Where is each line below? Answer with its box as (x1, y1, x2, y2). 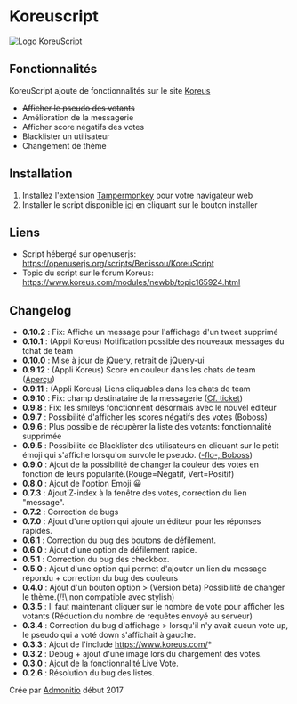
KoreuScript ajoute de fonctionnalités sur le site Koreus (9, 85, 211, 95)
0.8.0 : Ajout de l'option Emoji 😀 (21, 479, 142, 489)
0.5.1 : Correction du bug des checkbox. (21, 554, 170, 565)
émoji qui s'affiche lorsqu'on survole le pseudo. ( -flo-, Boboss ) (21, 450, 253, 461)
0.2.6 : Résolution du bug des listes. (21, 667, 156, 678)
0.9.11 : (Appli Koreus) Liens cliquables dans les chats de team (21, 383, 251, 394)
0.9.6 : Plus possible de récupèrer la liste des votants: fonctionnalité (21, 422, 272, 432)
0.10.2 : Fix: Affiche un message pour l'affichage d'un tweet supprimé (21, 327, 278, 338)
